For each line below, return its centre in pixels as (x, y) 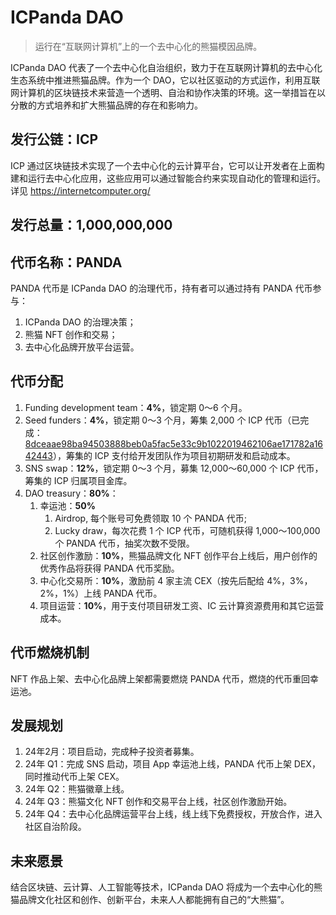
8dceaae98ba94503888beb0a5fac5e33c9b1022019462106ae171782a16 (174, 443)
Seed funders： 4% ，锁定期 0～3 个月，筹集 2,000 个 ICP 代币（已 (162, 420)
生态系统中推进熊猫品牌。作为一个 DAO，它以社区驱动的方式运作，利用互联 (165, 80)
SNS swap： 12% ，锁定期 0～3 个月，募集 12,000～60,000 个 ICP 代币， (174, 468)
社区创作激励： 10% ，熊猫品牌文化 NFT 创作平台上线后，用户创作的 (178, 555)
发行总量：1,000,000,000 (91, 225)
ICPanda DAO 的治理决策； (80, 322)
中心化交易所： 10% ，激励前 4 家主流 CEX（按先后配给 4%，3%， (176, 580)
